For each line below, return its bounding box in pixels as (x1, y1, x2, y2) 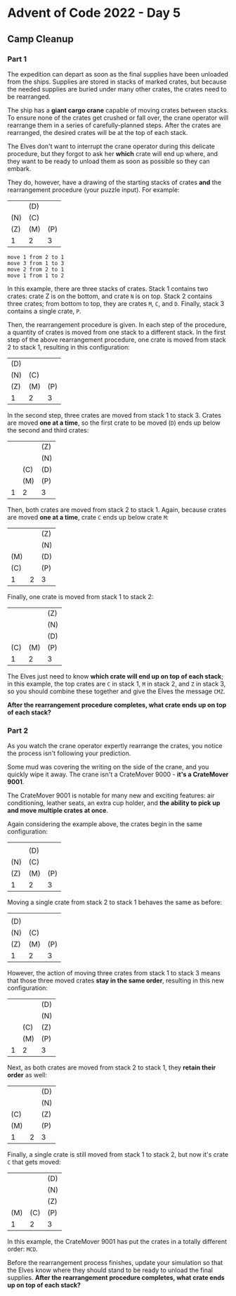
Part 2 (7, 726, 29, 736)
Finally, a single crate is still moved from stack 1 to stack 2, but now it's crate (7, 1150, 229, 1159)
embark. (7, 164, 32, 173)
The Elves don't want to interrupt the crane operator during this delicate (7, 142, 216, 150)
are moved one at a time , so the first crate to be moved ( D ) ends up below (7, 418, 221, 427)
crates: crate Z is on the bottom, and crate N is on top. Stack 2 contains (7, 292, 213, 300)
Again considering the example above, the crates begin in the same (7, 820, 202, 828)
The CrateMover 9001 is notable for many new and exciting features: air (7, 791, 215, 800)
